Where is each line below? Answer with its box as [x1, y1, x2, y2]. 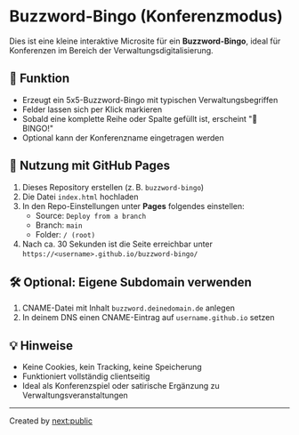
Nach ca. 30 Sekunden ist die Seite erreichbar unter [21, 238, 214, 249]
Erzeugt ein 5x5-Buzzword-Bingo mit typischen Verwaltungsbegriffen [21, 94, 279, 105]
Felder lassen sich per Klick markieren [21, 104, 163, 115]
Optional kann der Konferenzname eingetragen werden [21, 132, 224, 143]
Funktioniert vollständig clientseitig [21, 371, 150, 382]
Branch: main [35, 220, 83, 230]
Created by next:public [9, 415, 93, 426]
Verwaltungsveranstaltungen [21, 390, 129, 401]
